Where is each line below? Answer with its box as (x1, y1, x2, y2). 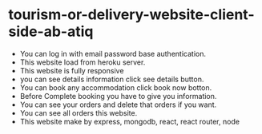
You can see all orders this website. (19, 108, 138, 117)
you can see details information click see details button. (19, 74, 204, 84)
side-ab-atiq (8, 22, 94, 41)
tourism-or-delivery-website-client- (8, 6, 255, 24)
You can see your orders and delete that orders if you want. (19, 100, 217, 109)
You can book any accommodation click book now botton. (19, 82, 212, 93)
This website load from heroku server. (19, 57, 146, 67)
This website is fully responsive (19, 65, 124, 75)
